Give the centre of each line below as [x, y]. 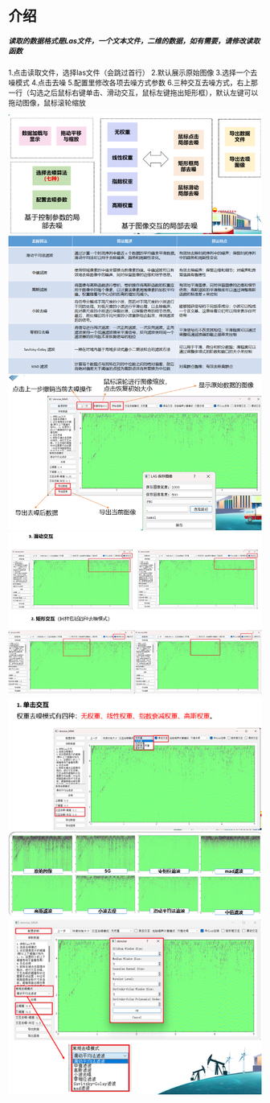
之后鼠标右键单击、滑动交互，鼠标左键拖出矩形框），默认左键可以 [151, 93]
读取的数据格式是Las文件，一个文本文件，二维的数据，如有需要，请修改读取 [134, 40]
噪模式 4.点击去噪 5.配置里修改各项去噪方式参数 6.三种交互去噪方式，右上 [130, 83]
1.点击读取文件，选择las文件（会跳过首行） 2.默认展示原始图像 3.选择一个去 [133, 72]
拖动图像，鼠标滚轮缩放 [47, 103]
